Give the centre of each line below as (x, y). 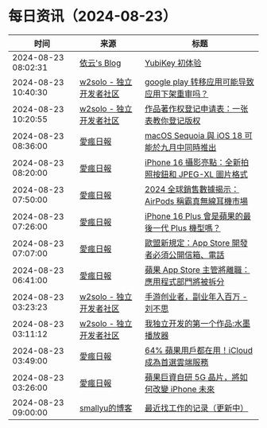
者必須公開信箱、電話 (184, 255)
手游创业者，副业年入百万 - (196, 297)
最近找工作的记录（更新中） (196, 408)
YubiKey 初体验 (173, 63)
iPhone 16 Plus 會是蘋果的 (194, 216)
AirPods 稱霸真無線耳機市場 (196, 201)
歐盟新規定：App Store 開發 (196, 243)
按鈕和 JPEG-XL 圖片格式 (200, 174)
